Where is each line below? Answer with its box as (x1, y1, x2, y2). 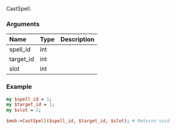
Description (60, 35, 95, 44)
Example (6, 83, 32, 91)
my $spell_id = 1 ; (6, 96, 52, 102)
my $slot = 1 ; (6, 107, 42, 113)
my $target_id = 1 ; (6, 101, 55, 108)
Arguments (6, 20, 40, 28)
